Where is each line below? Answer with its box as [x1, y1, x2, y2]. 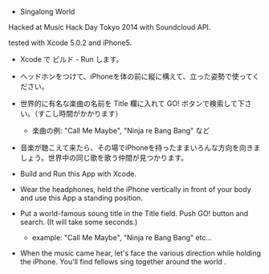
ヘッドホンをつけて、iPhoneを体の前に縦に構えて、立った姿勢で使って [19, 72, 253, 81]
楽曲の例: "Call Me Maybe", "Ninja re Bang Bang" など [31, 126, 210, 135]
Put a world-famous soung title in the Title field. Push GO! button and [19, 209, 249, 218]
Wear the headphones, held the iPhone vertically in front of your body [19, 185, 251, 194]
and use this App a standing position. [19, 193, 143, 202]
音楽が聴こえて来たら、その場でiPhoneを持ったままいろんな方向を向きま [19, 143, 261, 152]
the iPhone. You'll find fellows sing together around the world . [19, 257, 226, 266]
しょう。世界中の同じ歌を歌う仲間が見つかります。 [19, 153, 189, 162]
